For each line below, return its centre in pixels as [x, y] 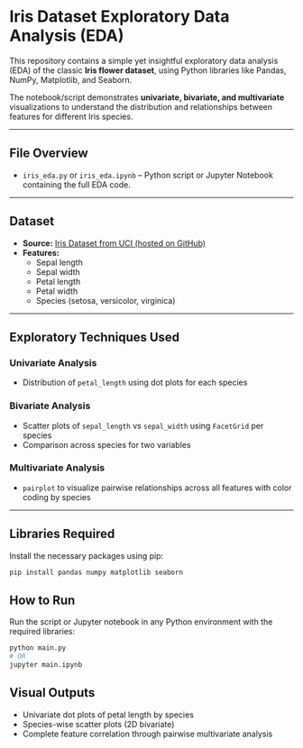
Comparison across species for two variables [106, 444]
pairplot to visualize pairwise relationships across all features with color [157, 488]
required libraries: [42, 632]
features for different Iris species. [71, 116]
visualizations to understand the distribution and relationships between [141, 106]
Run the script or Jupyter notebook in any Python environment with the [141, 622]
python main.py [38, 648]
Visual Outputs [52, 693]
